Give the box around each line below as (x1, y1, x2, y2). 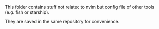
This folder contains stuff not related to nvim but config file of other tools (5, 4, 155, 10)
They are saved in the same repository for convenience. (5, 19, 120, 24)
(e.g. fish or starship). (5, 9, 50, 15)
